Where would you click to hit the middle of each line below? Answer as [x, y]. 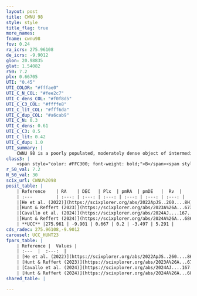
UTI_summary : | [25, 148]
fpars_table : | [25, 240]
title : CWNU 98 [25, 17]
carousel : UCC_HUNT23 [33, 235]
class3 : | [18, 159]
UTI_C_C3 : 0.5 [23, 132]
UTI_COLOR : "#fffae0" [33, 88]
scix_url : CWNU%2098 [31, 181]
